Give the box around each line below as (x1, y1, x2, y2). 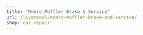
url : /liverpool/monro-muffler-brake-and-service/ (6, 14, 138, 20)
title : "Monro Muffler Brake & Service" (6, 8, 111, 15)
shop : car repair (6, 20, 51, 26)
